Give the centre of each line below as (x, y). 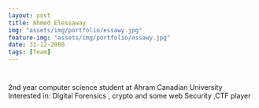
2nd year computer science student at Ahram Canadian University (115, 87)
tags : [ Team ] (30, 52)
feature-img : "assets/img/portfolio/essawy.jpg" (89, 37)
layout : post (30, 15)
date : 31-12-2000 (37, 45)
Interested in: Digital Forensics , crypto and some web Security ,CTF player (129, 96)
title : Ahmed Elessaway (47, 23)
